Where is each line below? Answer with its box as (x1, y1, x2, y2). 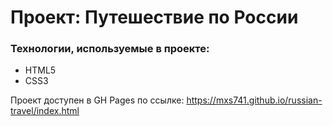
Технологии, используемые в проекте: (10, 42, 210, 56)
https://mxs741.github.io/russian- (186, 94, 323, 106)
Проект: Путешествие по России (10, 6, 299, 29)
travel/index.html (10, 105, 80, 117)
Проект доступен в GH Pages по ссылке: (10, 94, 185, 106)
